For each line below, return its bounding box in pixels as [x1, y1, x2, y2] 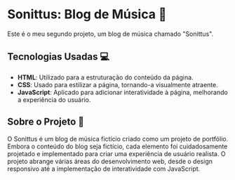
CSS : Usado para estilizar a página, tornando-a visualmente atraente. [17, 80, 219, 89]
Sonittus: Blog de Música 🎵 [7, 6, 167, 22]
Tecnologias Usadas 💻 [7, 51, 110, 63]
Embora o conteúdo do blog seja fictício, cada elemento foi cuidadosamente [7, 142, 228, 150]
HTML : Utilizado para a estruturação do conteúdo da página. [17, 73, 194, 82]
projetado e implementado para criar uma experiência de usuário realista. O [7, 149, 226, 157]
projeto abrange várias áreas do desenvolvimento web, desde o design [7, 157, 213, 165]
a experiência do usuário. [17, 95, 91, 104]
